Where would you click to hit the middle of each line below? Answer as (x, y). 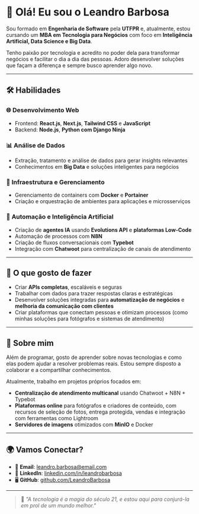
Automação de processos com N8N (58, 236)
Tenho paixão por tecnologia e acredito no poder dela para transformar (93, 52)
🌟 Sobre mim (30, 343)
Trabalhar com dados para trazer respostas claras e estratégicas (94, 294)
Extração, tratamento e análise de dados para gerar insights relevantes (101, 160)
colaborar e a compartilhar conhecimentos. (59, 370)
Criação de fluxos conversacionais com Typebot (74, 242)
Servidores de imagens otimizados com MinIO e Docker (84, 425)
